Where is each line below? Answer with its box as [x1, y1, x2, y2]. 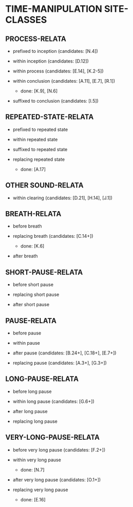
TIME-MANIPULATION [5, 3, 103, 15]
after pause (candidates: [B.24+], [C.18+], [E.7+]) [12, 350, 117, 356]
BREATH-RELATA [5, 210, 62, 218]
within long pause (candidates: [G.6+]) [12, 398, 94, 404]
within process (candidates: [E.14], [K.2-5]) [12, 68, 104, 74]
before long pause [12, 388, 52, 395]
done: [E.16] [20, 496, 46, 502]
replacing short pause [12, 291, 60, 298]
